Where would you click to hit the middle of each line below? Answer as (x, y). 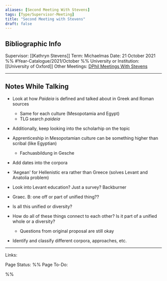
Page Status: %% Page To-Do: (37, 265)
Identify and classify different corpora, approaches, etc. (69, 240)
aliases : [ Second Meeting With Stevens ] (48, 10)
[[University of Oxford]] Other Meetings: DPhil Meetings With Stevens (76, 66)
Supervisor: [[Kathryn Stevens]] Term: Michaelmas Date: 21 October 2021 (80, 56)
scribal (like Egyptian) (35, 143)
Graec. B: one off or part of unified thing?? (56, 196)
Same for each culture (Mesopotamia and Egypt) (70, 113)
